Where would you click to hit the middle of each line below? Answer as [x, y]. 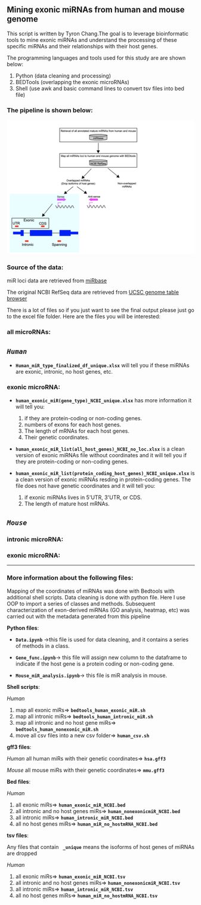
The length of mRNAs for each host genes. [77, 431]
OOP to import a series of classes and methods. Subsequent [81, 604]
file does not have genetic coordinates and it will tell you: [85, 485]
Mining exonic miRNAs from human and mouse [96, 10]
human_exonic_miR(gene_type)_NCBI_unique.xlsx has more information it [103, 400]
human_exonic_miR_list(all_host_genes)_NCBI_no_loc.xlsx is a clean [100, 449]
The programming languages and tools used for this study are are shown [96, 58]
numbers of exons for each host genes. [73, 424]
